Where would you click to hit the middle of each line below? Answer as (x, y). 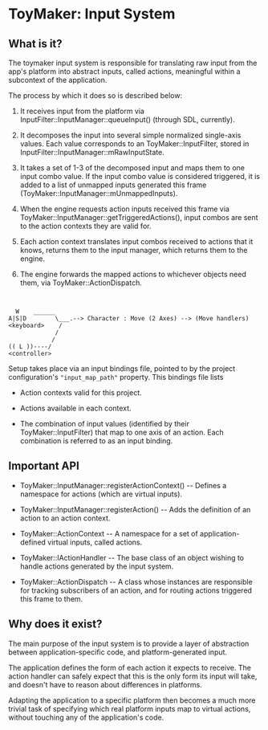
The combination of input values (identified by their (105, 424)
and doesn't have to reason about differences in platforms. (105, 684)
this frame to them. (51, 598)
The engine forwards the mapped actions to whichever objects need (133, 274)
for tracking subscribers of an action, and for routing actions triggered (136, 590)
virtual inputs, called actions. (95, 542)
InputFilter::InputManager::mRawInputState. (92, 152)
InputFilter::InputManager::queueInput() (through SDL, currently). (127, 120)
